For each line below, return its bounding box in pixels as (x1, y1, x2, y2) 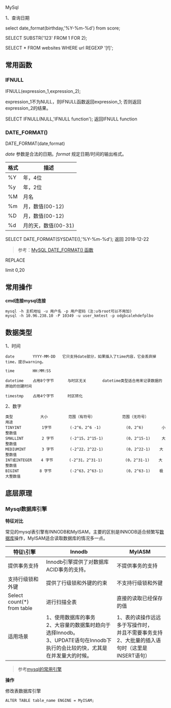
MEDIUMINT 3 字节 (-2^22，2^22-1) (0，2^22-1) (5, 446, 151, 452)
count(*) (8, 598, 29, 605)
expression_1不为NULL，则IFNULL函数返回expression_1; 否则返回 (5, 98, 141, 105)
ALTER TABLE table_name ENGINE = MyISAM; (5, 698, 95, 703)
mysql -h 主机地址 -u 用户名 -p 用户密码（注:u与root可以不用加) (5, 309, 132, 314)
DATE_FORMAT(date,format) (5, 140, 65, 146)
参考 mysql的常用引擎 (17, 666, 62, 672)
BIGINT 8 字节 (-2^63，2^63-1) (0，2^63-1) (5, 468, 151, 473)
